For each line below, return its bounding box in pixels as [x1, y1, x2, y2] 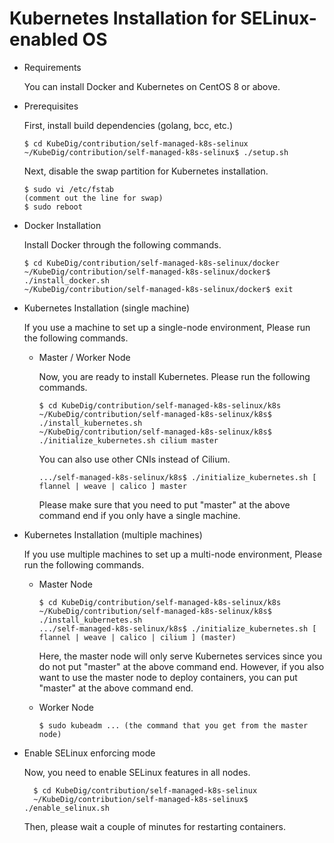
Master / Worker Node [38, 351, 131, 363]
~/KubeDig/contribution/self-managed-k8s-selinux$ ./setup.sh [23, 147, 289, 157]
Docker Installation [23, 219, 102, 231]
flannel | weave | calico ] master [38, 481, 187, 491]
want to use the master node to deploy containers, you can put [38, 671, 298, 683]
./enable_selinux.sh [23, 803, 110, 813]
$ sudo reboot [23, 202, 83, 212]
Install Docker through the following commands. [23, 238, 222, 251]
